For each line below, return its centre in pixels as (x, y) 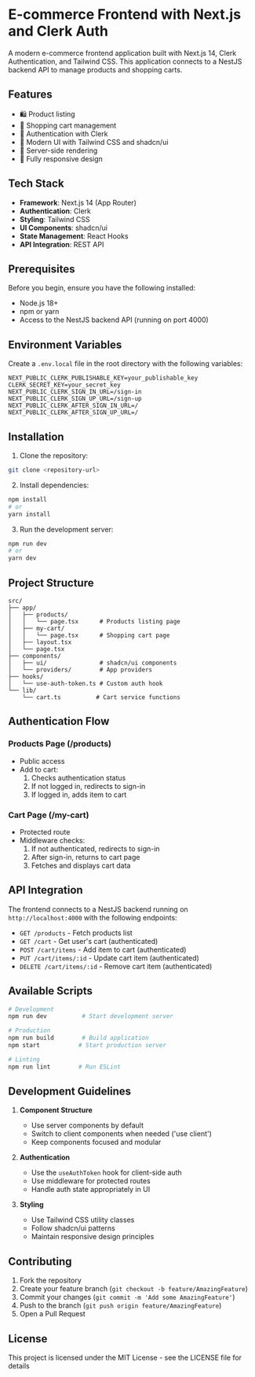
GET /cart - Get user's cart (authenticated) (89, 941)
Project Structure (51, 583)
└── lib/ (22, 690)
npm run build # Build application (78, 1038)
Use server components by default (87, 1125)
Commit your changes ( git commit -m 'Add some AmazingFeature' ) (127, 1297)
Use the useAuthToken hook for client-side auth (106, 1173)
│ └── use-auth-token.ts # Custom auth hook (86, 683)
